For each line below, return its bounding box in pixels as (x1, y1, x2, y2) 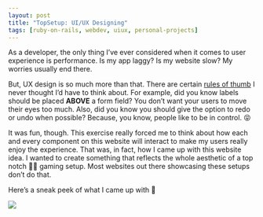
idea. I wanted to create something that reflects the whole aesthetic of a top (8, 153, 254, 163)
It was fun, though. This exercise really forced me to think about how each (8, 128, 249, 138)
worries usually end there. (8, 64, 93, 74)
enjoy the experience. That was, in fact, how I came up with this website (8, 145, 242, 154)
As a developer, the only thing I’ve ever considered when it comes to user (8, 48, 246, 57)
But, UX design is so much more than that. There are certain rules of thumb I (8, 79, 255, 89)
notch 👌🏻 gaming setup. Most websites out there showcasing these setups (8, 162, 250, 171)
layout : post (8, 11, 51, 20)
